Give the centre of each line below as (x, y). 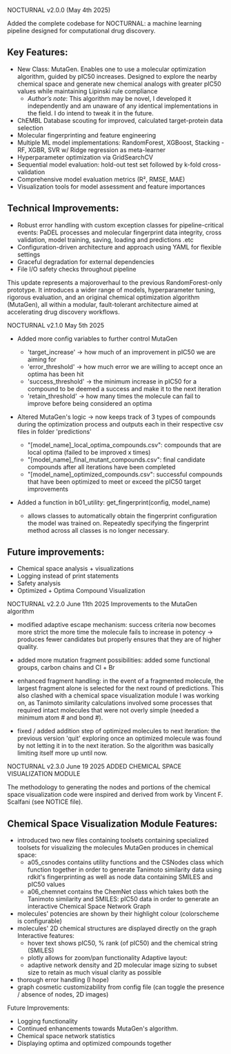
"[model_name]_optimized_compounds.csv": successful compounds (125, 474)
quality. (28, 647)
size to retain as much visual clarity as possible (94, 972)
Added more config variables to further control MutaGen (97, 339)
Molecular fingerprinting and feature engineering (87, 135)
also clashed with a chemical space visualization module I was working (118, 696)
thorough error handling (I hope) (63, 980)
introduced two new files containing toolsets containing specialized (113, 840)
